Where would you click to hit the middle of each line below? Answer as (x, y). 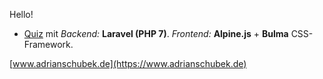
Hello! (21, 14)
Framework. (48, 44)
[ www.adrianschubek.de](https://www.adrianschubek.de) (128, 63)
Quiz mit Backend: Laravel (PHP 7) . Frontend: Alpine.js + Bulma (156, 33)
